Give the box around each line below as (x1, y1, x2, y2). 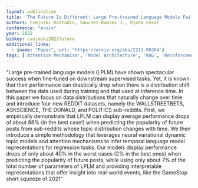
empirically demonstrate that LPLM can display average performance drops (6, 113, 190, 120)
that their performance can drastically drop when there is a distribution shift (6, 81, 190, 88)
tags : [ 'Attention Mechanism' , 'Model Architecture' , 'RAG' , (6, 52, 160, 58)
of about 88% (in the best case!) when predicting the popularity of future (6, 118, 184, 126)
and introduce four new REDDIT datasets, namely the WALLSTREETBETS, (6, 100, 184, 107)
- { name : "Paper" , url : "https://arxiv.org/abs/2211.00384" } (11, 47, 165, 53)
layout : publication (6, 8, 57, 15)
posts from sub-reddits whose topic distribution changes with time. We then (6, 125, 191, 132)
